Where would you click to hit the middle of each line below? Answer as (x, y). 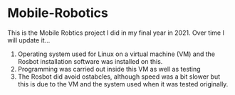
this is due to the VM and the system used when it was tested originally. (123, 84)
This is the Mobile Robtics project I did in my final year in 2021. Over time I (116, 33)
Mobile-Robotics (58, 13)
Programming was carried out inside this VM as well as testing (109, 69)
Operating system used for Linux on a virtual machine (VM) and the (116, 54)
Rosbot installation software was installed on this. (90, 61)
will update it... (29, 40)
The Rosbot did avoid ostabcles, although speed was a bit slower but (119, 77)
